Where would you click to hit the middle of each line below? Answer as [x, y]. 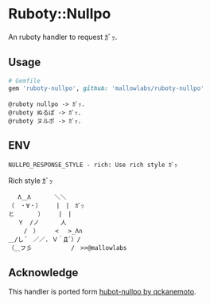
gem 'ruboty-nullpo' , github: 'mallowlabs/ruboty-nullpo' [106, 88]
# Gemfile [25, 80]
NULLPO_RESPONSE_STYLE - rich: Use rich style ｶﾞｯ [93, 165]
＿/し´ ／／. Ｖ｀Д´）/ [45, 240]
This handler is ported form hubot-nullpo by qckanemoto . [102, 292]
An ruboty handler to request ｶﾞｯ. [63, 37]
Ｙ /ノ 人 [42, 223]
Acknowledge [43, 273]
